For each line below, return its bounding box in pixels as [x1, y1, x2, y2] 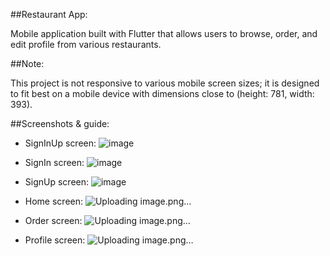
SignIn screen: [24, 157, 85, 168]
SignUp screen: [24, 176, 90, 188]
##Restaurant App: [10, 9, 88, 20]
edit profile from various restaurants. [10, 39, 162, 50]
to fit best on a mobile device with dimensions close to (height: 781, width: [10, 88, 315, 99]
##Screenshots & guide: [10, 118, 110, 129]
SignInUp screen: [24, 137, 97, 149]
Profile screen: [24, 234, 86, 246]
